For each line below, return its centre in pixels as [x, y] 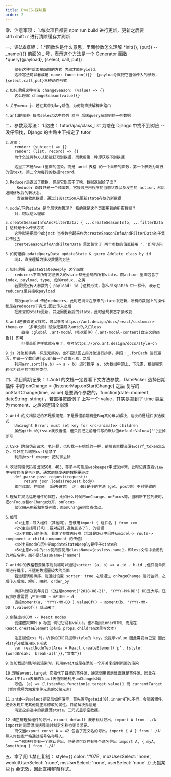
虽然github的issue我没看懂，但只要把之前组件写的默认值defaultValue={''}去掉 [90, 431]
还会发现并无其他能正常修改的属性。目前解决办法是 [51, 705]
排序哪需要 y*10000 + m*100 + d [41, 597]
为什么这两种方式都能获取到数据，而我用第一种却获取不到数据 [70, 157]
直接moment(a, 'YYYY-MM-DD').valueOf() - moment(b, [70, 602]
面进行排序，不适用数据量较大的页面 [38, 571]
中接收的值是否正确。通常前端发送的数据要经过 [47, 472]
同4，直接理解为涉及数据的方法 [42, 260]
